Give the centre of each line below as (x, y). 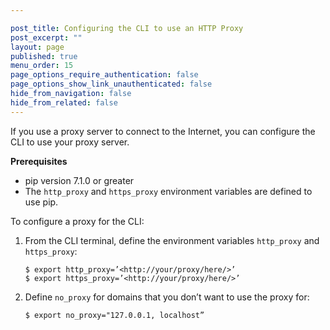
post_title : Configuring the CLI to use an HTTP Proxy (127, 28)
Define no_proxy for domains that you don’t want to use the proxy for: (167, 297)
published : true (44, 56)
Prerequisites (39, 161)
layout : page (37, 47)
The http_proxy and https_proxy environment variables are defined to (168, 191)
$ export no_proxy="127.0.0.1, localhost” (114, 315)
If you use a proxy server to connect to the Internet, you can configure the (163, 131)
